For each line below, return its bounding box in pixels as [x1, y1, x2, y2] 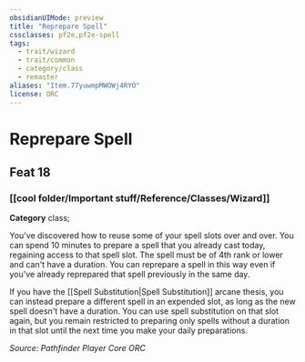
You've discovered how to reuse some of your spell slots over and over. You [9, 230, 294, 241]
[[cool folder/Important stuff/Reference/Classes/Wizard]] [9, 192, 270, 205]
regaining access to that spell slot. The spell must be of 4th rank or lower [9, 249, 284, 260]
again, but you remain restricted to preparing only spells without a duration [9, 316, 290, 327]
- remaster [17, 73, 59, 82]
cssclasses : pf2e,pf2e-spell [9, 30, 120, 39]
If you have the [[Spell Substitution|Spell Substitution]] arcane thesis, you [9, 287, 284, 297]
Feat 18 [9, 165, 52, 180]
